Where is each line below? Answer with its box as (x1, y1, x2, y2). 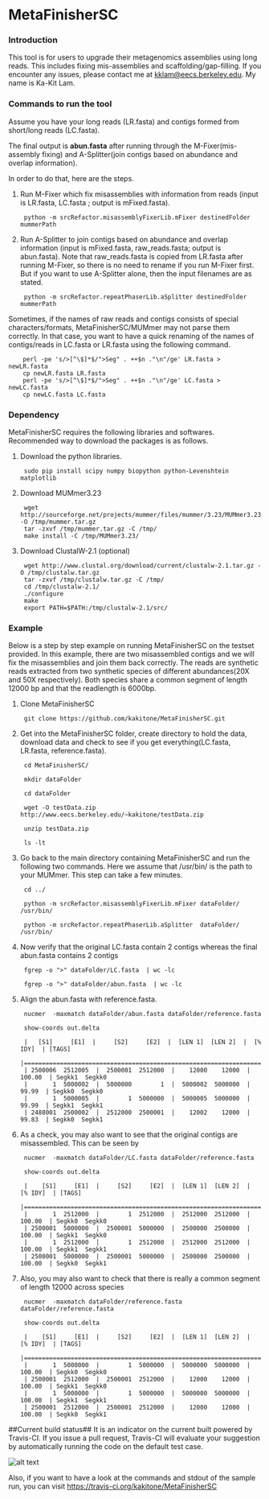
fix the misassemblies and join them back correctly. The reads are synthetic (8, 658, 259, 667)
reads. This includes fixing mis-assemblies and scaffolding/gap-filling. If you (8, 61, 262, 71)
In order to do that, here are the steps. (8, 173, 134, 183)
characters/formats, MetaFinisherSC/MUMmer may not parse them (8, 322, 230, 332)
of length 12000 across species (19, 1282, 124, 1292)
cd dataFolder (23, 790, 71, 798)
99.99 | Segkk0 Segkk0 (19, 1088, 104, 1096)
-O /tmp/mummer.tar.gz (19, 518, 96, 527)
